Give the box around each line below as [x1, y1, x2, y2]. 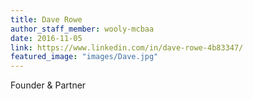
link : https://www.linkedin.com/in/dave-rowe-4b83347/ [10, 42, 244, 53]
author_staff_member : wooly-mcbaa [10, 24, 155, 34]
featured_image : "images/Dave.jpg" [10, 52, 159, 62]
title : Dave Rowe [10, 14, 83, 25]
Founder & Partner [10, 79, 87, 91]
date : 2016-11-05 [10, 33, 83, 43]
